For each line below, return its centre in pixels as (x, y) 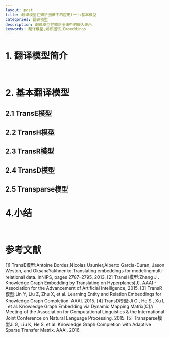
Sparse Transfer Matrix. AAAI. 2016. (43, 330)
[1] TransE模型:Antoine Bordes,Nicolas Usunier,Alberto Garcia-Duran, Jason (85, 265)
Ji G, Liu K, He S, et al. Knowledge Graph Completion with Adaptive (80, 324)
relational (15, 277)
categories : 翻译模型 (27, 19)
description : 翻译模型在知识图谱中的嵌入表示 (49, 24)
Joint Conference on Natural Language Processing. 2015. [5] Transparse (82, 318)
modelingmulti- (148, 271)
